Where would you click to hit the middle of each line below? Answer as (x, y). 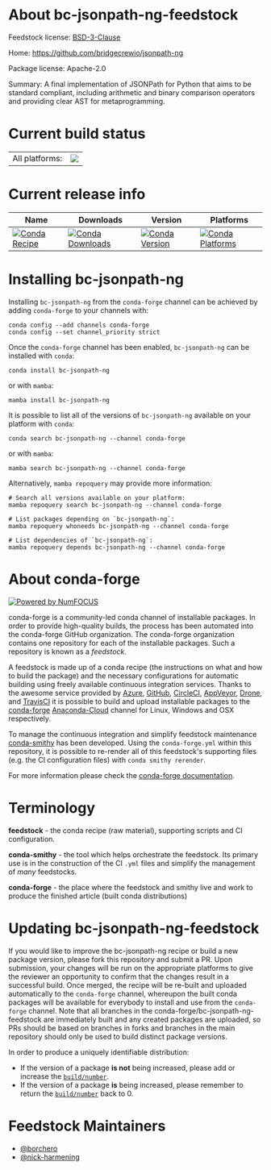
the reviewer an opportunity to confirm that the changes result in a (119, 976)
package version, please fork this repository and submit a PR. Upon (121, 959)
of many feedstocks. (43, 872)
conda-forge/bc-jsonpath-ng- (204, 1010)
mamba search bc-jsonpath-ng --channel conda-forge (97, 468)
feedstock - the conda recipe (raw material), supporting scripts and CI (126, 830)
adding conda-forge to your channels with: (79, 310)
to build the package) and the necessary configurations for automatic (124, 676)
